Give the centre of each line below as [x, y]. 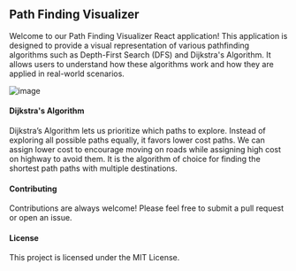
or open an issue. [41, 218]
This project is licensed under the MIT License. [95, 258]
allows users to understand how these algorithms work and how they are [141, 64]
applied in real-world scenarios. [67, 74]
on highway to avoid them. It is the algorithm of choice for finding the [135, 159]
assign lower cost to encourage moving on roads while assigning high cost [145, 150]
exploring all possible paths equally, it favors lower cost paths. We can [137, 140]
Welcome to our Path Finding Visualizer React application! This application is [148, 35]
